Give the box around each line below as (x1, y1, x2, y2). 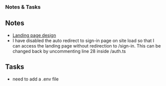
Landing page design (12, 32, 56, 38)
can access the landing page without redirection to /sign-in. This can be (12, 42, 161, 48)
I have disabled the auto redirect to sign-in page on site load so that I (12, 37, 154, 43)
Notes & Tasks (5, 3, 41, 10)
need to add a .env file (12, 76, 59, 82)
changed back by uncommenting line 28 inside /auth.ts (12, 48, 126, 54)
